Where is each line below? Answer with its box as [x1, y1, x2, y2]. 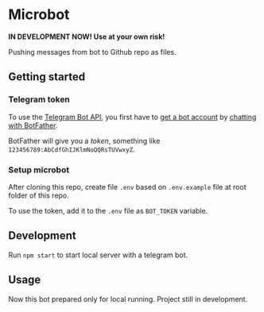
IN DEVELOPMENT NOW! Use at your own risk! [8, 32, 165, 41]
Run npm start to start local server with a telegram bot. [8, 250, 188, 260]
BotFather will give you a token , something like [8, 136, 161, 145]
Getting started [8, 70, 86, 84]
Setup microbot [8, 164, 70, 175]
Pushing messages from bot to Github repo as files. [8, 47, 177, 56]
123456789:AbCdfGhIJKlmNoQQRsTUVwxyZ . [8, 144, 135, 154]
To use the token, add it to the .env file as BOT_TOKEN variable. [8, 206, 208, 215]
